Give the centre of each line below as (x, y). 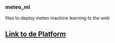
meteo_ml (18, 7)
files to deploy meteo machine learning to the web (58, 18)
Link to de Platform (36, 34)
